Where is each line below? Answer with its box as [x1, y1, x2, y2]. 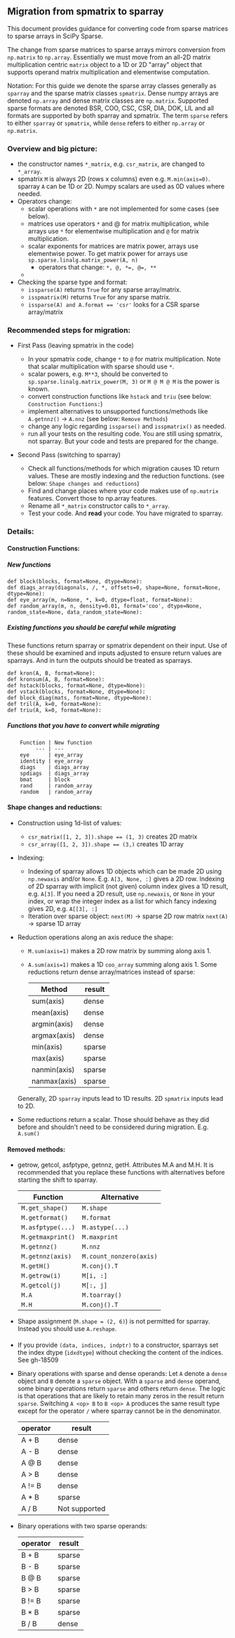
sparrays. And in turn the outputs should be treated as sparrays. [7, 656, 193, 664]
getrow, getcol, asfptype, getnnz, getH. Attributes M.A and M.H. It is [17, 1161, 214, 1169]
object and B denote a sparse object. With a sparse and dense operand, [17, 1376, 221, 1385]
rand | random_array [20, 782, 93, 789]
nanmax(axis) [31, 1076, 77, 1086]
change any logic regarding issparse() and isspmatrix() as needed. [27, 422, 227, 431]
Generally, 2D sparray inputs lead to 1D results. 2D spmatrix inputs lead [17, 1095, 224, 1103]
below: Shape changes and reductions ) [27, 479, 140, 488]
